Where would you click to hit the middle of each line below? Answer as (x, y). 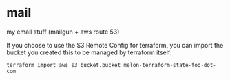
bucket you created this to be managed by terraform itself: (90, 52)
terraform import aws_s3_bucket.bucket (64, 65)
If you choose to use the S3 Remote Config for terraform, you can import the (115, 45)
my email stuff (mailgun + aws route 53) (63, 32)
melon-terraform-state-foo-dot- (170, 65)
